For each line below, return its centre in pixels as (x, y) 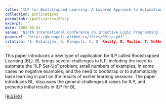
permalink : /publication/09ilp (37, 19)
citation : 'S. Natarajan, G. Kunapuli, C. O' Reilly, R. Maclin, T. (77, 42)
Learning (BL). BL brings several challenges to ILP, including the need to (79, 61)
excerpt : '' (17, 23)
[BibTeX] (14, 96)
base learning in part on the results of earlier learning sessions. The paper (81, 76)
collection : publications (32, 14)
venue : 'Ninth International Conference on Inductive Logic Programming (82, 32)
